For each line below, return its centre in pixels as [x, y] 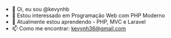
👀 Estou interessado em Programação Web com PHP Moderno [88, 15]
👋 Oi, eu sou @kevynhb [41, 9]
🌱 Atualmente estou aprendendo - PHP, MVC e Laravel [79, 22]
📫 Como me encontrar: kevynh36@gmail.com [69, 28]
